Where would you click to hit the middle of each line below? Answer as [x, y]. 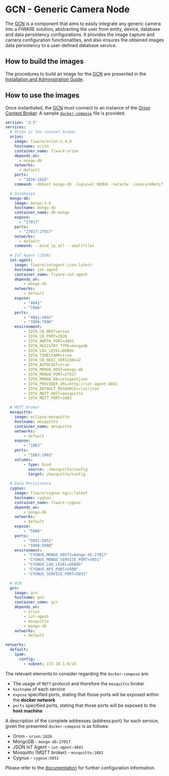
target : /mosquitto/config [57, 474]
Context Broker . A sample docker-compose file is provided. [66, 113]
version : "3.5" [21, 122]
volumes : [24, 460]
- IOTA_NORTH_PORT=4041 [49, 341]
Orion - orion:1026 [32, 736]
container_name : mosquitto [43, 426]
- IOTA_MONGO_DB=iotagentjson [56, 379]
